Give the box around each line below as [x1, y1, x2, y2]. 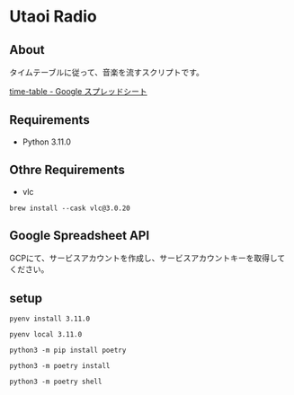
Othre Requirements [9, 162, 126, 178]
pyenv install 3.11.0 [9, 314, 91, 324]
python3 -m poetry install [9, 362, 111, 371]
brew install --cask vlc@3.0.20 [9, 204, 130, 213]
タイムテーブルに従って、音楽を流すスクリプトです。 [9, 67, 205, 77]
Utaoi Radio [9, 6, 97, 27]
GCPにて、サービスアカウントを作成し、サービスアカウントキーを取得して [9, 253, 286, 264]
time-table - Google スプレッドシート [9, 86, 148, 96]
